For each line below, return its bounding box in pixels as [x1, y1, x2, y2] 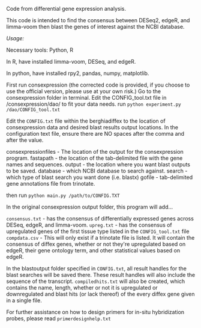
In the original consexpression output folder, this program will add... [6, 204, 173, 210]
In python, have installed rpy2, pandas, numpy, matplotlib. [6, 70, 149, 77]
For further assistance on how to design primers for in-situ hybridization [6, 309, 185, 315]
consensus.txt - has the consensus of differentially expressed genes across [6, 215, 194, 222]
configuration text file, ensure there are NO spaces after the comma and [6, 130, 185, 137]
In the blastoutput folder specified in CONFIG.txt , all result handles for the [6, 265, 187, 272]
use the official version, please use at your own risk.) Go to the [6, 88, 161, 95]
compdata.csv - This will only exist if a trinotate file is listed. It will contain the [6, 234, 195, 241]
